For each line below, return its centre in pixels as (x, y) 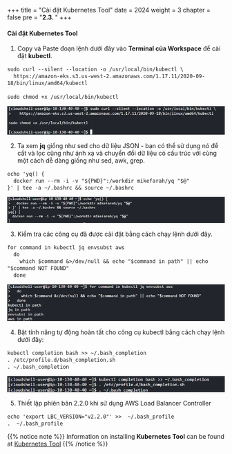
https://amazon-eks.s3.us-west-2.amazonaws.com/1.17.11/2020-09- (109, 76)
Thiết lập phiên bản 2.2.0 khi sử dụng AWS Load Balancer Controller (114, 403)
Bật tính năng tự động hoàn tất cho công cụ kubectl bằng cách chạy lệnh (121, 332)
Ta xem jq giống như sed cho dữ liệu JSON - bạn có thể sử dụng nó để (118, 146)
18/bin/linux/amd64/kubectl (48, 83)
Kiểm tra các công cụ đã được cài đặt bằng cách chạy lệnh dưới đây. (115, 234)
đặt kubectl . (35, 56)
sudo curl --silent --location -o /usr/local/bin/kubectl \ (96, 70)
